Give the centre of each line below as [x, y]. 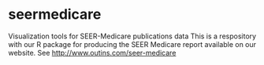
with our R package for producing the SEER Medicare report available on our [132, 44]
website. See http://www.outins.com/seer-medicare [92, 52]
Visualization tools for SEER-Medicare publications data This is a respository [132, 36]
